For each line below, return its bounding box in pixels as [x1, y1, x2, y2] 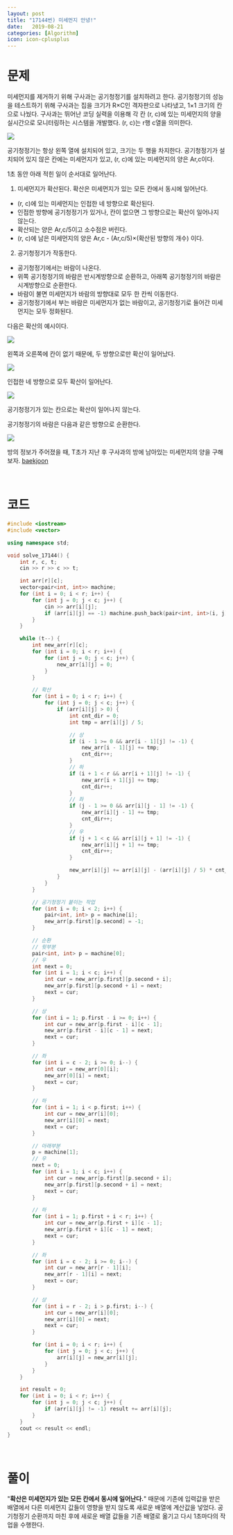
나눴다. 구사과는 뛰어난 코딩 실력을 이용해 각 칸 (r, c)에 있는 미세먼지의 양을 [19, 110, 222, 118]
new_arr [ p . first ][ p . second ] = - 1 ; [44, 918, 144, 925]
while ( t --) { [19, 635, 60, 642]
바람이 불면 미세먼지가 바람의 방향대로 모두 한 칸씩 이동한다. [17, 290, 179, 298]
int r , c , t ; [19, 558, 58, 565]
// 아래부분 [32, 1142, 61, 1149]
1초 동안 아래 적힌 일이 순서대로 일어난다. [7, 170, 117, 178]
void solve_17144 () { [7, 552, 70, 559]
